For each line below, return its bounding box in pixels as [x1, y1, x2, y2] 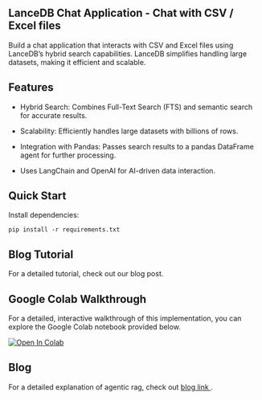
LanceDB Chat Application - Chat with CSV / [8, 6, 234, 20]
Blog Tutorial [8, 247, 74, 261]
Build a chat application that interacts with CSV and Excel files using [8, 40, 234, 50]
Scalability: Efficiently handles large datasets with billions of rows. [19, 126, 239, 136]
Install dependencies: [8, 210, 80, 220]
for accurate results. [19, 110, 88, 120]
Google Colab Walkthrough [8, 292, 147, 306]
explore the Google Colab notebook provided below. [8, 322, 181, 332]
